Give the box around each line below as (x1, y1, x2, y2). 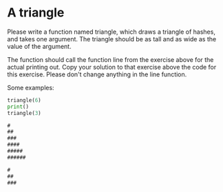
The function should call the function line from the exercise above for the (7, 55, 214, 63)
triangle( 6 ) (7, 96, 41, 104)
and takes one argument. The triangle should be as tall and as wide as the (7, 34, 217, 43)
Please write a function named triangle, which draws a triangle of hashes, (7, 28, 215, 36)
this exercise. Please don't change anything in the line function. (7, 70, 187, 78)
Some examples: (7, 83, 54, 92)
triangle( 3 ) (7, 109, 41, 116)
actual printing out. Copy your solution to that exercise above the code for (7, 63, 217, 71)
